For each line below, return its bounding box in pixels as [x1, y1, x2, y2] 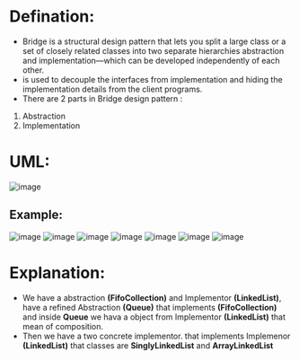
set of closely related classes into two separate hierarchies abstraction [22, 45, 285, 56]
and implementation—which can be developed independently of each [22, 55, 280, 66]
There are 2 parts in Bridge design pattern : [22, 92, 183, 104]
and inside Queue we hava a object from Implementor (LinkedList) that [22, 312, 286, 322]
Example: [9, 207, 63, 223]
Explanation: [9, 262, 106, 283]
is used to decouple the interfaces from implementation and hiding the [22, 74, 283, 84]
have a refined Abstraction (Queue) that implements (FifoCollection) [22, 302, 277, 312]
